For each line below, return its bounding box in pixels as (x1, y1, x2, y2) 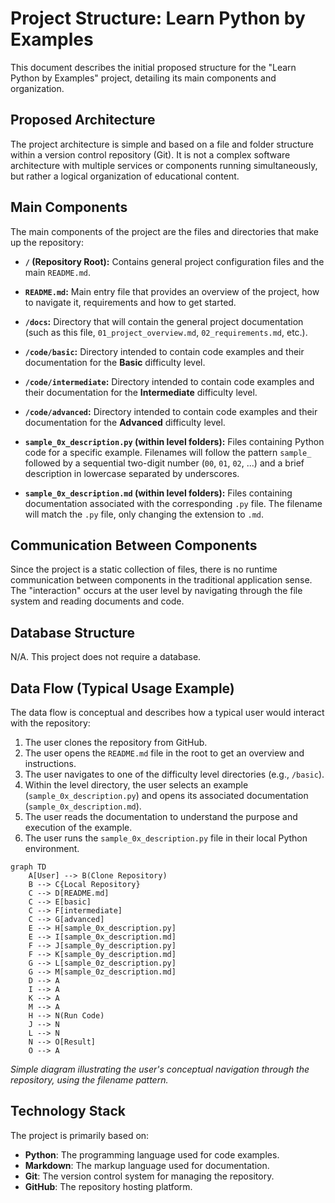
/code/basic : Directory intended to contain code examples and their (24, 345, 305, 357)
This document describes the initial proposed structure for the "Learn (10, 61, 297, 73)
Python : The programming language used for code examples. (24, 1148, 280, 1161)
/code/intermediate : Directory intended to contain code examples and (24, 375, 315, 387)
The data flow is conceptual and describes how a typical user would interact (10, 707, 325, 718)
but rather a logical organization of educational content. (10, 170, 240, 182)
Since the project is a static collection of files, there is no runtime (10, 563, 278, 576)
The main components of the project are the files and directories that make (10, 225, 320, 237)
